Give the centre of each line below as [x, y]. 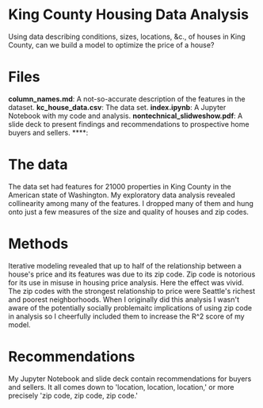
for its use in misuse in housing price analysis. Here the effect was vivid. [126, 282]
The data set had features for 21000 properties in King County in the [120, 186]
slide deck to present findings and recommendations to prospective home [129, 124]
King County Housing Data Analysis [129, 15]
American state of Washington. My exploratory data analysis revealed [122, 195]
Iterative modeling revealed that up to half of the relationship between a [125, 265]
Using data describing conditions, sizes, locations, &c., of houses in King [127, 36]
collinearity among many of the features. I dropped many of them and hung [131, 203]
